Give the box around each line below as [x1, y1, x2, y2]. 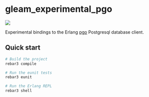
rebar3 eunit [5, 75, 32, 80]
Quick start [5, 44, 41, 52]
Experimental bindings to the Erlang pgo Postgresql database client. [5, 29, 144, 35]
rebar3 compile [5, 61, 37, 66]
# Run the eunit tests [5, 70, 52, 75]
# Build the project [5, 56, 48, 61]
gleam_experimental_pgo [5, 3, 113, 15]
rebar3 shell [5, 88, 32, 94]
